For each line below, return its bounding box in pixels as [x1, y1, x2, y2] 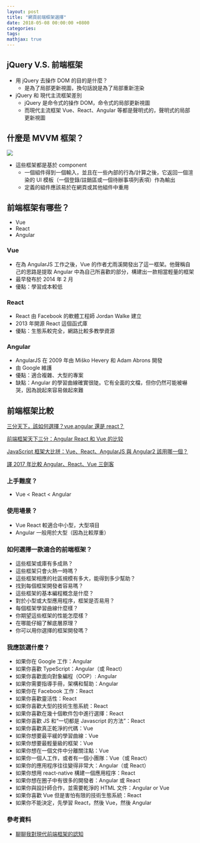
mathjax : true [7, 36, 42, 42]
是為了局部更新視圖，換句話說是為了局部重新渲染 [24, 84, 145, 91]
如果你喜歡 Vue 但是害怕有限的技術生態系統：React [15, 792, 142, 799]
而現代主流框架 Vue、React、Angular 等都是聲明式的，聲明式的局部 [24, 107, 190, 114]
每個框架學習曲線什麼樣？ [15, 605, 79, 612]
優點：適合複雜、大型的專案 [15, 371, 84, 379]
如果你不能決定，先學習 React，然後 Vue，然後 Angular [15, 799, 152, 807]
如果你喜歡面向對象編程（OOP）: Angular [15, 673, 117, 680]
